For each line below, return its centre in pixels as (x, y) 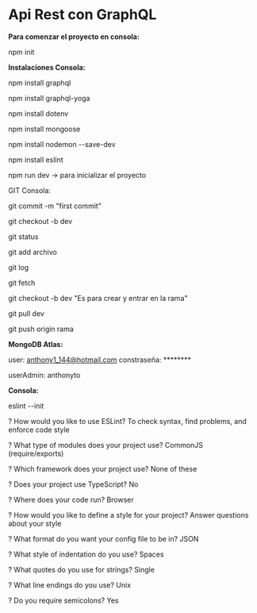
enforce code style (39, 430)
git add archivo (33, 252)
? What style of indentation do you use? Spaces (86, 554)
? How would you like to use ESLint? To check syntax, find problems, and (128, 421)
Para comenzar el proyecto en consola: (74, 37)
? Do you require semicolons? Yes (63, 600)
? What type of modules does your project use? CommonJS (106, 445)
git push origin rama (41, 329)
